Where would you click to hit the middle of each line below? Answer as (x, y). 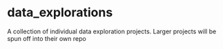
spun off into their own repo (47, 38)
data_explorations (60, 13)
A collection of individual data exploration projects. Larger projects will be (112, 31)
